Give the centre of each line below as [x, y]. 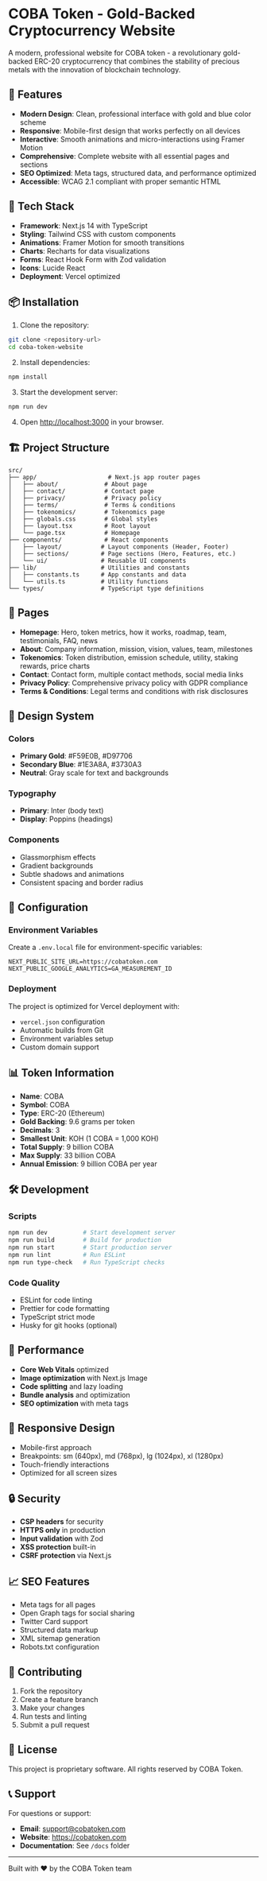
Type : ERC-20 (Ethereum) [62, 1113]
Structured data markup [59, 1630]
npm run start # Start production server [90, 1248]
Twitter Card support [54, 1622]
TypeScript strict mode [57, 1317]
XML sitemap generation [60, 1639]
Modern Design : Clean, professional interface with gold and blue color [135, 114]
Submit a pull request [54, 1725]
